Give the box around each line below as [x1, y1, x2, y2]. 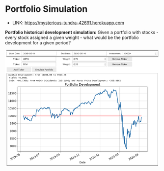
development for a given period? [5, 39, 71, 45]
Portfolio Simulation [5, 3, 88, 15]
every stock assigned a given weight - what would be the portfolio [5, 34, 139, 40]
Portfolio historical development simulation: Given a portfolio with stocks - [5, 29, 159, 35]
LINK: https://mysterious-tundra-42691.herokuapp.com [12, 20, 124, 26]
